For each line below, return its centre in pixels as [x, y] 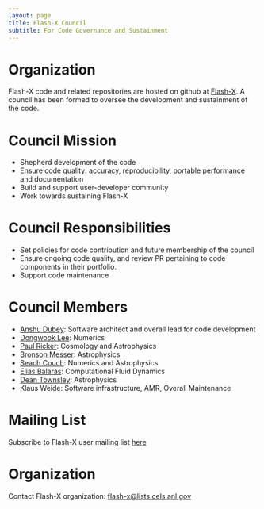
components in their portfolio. [68, 267]
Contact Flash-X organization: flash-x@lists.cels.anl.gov [100, 496]
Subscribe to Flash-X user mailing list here [77, 442]
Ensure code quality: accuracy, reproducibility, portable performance [132, 170]
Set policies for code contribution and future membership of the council [137, 250]
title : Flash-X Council [48, 23]
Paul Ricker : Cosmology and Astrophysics [88, 346]
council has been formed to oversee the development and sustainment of [128, 100]
